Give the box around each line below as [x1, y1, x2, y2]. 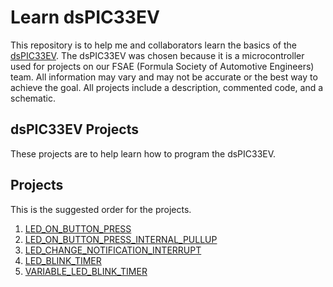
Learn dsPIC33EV [10, 6, 160, 29]
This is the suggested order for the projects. [10, 203, 192, 215]
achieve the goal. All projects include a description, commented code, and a [10, 81, 324, 93]
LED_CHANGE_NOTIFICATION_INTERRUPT [24, 244, 202, 256]
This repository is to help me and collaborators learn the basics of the [10, 39, 297, 51]
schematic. [10, 92, 56, 104]
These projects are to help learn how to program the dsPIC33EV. [10, 147, 277, 160]
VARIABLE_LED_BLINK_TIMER [24, 265, 148, 277]
